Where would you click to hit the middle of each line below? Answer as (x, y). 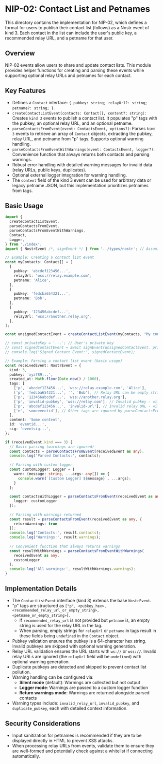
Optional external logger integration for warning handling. (69, 175)
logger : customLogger (35, 501)
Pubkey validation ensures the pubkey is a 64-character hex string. (79, 641)
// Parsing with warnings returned (45, 515)
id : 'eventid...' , (28, 424)
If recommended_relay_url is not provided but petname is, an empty (84, 620)
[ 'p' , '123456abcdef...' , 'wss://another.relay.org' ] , (70, 397)
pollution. (21, 672)
